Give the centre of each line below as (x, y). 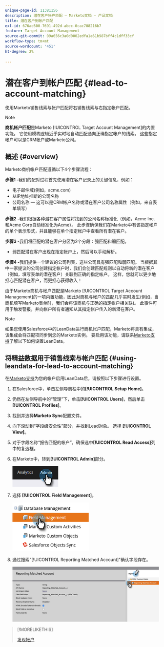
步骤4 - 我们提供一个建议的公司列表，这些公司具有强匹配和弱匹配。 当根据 (79, 262)
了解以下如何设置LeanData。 (38, 341)
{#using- (123, 358)
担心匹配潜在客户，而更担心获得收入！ (43, 280)
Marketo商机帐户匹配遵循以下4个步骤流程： (49, 169)
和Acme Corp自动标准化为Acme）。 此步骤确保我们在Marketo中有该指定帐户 (82, 225)
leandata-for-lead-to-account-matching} (69, 366)
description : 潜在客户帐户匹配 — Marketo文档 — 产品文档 (59, 15)
